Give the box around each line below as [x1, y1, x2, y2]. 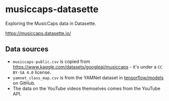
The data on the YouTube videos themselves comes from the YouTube [12, 85, 161, 91]
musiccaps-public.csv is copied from [12, 58, 90, 64]
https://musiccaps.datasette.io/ [5, 30, 71, 36]
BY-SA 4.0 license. [12, 69, 51, 75]
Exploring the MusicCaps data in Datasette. [5, 20, 96, 26]
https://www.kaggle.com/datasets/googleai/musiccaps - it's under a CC [12, 63, 162, 70]
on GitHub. [12, 80, 36, 86]
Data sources [5, 45, 49, 54]
